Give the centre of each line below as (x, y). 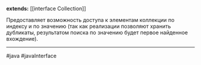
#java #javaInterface (31, 56)
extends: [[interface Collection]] (46, 9)
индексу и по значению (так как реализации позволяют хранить (89, 26)
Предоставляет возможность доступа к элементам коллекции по (90, 20)
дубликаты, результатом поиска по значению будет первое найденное (97, 32)
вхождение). (22, 39)
